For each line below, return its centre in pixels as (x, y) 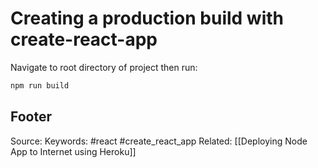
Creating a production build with (147, 18)
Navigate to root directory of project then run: (104, 67)
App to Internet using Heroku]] (73, 151)
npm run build (40, 85)
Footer (31, 117)
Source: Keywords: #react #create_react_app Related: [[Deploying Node (159, 141)
